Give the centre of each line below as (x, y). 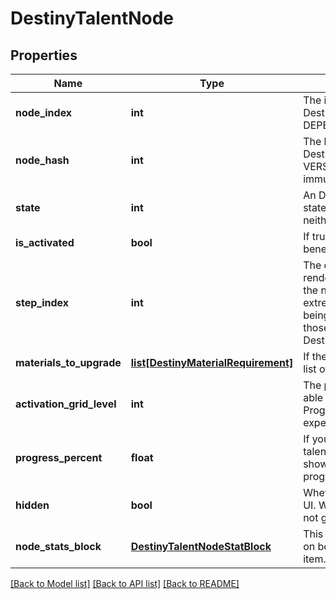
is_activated (45, 242)
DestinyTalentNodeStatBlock (201, 546)
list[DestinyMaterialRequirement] (212, 362)
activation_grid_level (66, 404)
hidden (32, 505)
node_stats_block (58, 546)
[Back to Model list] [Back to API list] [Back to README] (125, 583)
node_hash (42, 160)
